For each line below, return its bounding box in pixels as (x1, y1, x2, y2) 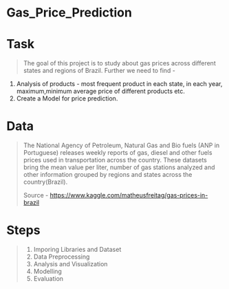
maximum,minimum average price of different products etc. (16, 87, 185, 96)
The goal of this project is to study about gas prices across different (23, 59, 216, 67)
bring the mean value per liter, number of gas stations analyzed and (23, 163, 215, 171)
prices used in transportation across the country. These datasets (23, 156, 208, 164)
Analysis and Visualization (33, 260, 108, 268)
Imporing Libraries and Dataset (33, 246, 122, 253)
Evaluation (33, 275, 63, 283)
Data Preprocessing (33, 253, 90, 261)
